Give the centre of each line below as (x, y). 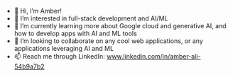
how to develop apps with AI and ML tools (75, 33)
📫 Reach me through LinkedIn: (59, 56)
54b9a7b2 (29, 66)
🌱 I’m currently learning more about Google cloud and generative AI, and (120, 26)
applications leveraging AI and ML (64, 48)
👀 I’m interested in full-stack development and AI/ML (91, 18)
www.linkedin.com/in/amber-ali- (153, 56)
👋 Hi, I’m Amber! (38, 11)
